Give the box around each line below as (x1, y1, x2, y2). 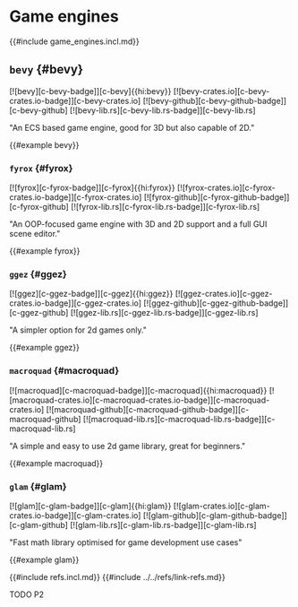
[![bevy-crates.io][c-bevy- (173, 85, 270, 96)
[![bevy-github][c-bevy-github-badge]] (142, 95, 287, 106)
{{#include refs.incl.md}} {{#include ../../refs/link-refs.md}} (9, 571, 226, 582)
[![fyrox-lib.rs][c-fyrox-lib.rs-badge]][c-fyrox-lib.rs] (70, 202, 260, 212)
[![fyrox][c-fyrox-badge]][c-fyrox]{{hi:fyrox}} (9, 182, 176, 194)
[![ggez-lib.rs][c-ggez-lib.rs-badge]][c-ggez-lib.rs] (70, 308, 259, 318)
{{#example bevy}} (9, 139, 80, 150)
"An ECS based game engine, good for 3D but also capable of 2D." (9, 122, 255, 133)
